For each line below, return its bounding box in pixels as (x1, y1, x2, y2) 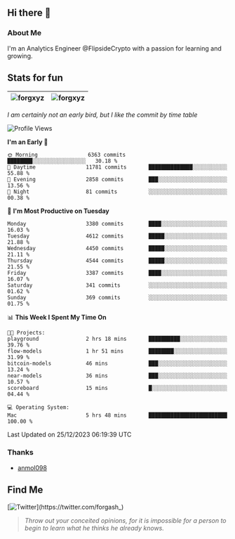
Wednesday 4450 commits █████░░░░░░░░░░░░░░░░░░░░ (7, 245, 228, 252)
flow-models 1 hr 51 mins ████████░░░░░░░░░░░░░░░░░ (7, 347, 228, 355)
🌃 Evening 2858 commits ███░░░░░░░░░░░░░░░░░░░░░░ (7, 176, 228, 183)
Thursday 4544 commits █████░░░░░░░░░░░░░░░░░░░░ (7, 257, 228, 264)
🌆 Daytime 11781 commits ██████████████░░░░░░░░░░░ (7, 163, 228, 171)
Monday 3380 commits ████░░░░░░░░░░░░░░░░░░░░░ (7, 220, 228, 227)
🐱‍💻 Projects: (7, 329, 46, 336)
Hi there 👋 (7, 7, 51, 19)
